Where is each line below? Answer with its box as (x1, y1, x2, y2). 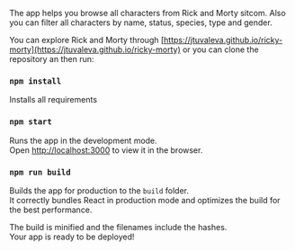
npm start (9, 117, 52, 127)
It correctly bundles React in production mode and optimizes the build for (9, 194, 281, 205)
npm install (9, 76, 62, 86)
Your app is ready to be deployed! (9, 231, 135, 242)
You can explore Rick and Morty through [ (9, 35, 165, 45)
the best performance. (9, 204, 93, 215)
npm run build (9, 166, 71, 177)
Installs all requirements (9, 94, 97, 105)
